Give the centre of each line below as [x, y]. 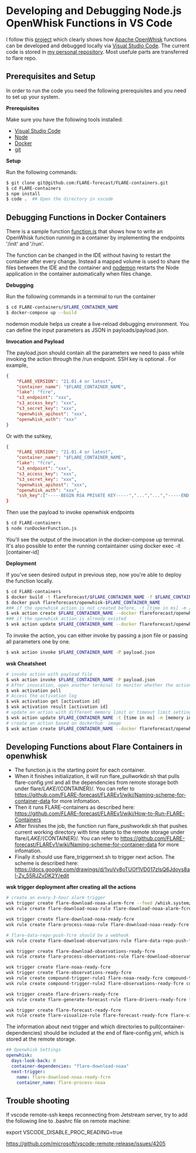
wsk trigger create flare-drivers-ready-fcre [62, 994]
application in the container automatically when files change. [79, 274]
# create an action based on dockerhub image [64, 723]
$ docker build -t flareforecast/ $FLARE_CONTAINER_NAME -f [79, 597]
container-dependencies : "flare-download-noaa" [70, 1066]
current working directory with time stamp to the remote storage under [99, 832]
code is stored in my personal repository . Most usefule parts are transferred [97, 51]
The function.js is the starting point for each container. [80, 770]
